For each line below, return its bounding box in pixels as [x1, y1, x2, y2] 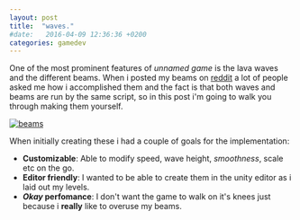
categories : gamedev [9, 38, 87, 48]
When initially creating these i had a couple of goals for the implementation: [9, 136, 290, 146]
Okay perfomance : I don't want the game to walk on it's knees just [22, 191, 271, 202]
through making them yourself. [9, 101, 123, 112]
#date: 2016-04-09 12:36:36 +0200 [9, 30, 147, 39]
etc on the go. [22, 163, 75, 173]
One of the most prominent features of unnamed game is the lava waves [9, 63, 279, 74]
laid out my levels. [22, 181, 90, 193]
